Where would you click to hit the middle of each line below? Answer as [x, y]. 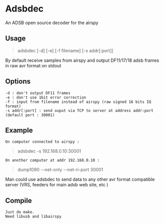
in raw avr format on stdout [33, 65]
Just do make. [20, 212]
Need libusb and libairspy [33, 216]
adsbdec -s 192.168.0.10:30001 [49, 151]
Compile [19, 201]
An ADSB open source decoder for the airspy [52, 23]
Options [18, 82]
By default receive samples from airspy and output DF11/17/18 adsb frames [82, 60]
